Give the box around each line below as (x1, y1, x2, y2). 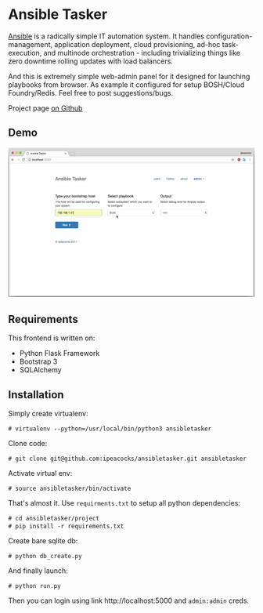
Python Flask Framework (19, 349, 100, 358)
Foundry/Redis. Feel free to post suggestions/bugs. (8, 88, 174, 97)
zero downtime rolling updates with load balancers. (8, 56, 174, 66)
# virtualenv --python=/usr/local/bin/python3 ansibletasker (8, 425, 212, 433)
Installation (8, 388, 64, 401)
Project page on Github (8, 103, 83, 113)
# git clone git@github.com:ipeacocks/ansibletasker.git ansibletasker (8, 455, 247, 463)
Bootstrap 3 (19, 357, 58, 366)
